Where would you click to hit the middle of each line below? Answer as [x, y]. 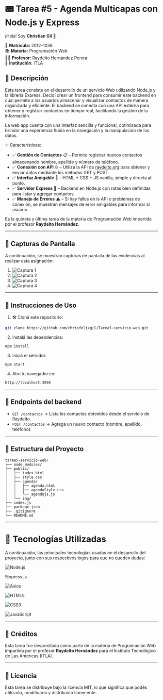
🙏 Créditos [21, 634]
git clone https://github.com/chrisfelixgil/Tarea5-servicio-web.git [77, 328]
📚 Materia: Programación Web [36, 50]
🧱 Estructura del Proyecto [44, 449]
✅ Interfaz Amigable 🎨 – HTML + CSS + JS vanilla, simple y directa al [82, 178]
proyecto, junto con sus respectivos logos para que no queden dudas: [75, 558]
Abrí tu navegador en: [34, 374]
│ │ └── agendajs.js [30, 494]
